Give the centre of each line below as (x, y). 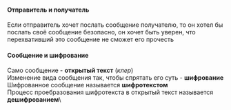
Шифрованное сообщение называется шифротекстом (88, 85)
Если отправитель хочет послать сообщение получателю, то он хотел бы (115, 25)
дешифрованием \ (34, 100)
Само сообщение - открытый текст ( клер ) (70, 70)
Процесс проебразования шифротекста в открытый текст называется (110, 92)
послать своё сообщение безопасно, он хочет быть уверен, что (101, 32)
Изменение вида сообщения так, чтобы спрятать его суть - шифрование (115, 78)
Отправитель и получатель (48, 10)
